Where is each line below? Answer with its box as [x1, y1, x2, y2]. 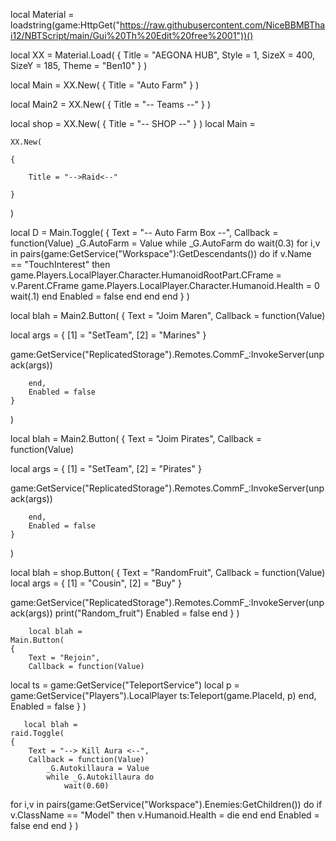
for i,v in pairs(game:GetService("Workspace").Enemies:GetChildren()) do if [10, 799, 323, 810]
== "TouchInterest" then [10, 259, 111, 270]
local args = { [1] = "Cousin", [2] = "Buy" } [10, 577, 183, 589]
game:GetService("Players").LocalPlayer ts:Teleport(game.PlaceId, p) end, [10, 690, 317, 701]
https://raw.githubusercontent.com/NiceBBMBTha [119, 19, 326, 31]
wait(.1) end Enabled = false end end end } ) [10, 290, 190, 302]
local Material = [10, 9, 75, 20]
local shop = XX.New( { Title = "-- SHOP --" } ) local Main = [10, 118, 256, 129]
